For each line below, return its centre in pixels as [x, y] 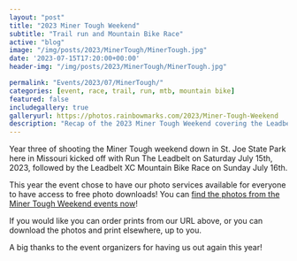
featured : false [39, 99]
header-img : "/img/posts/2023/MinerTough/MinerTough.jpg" [118, 67]
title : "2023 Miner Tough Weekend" [75, 26]
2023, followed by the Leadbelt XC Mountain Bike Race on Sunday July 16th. [148, 168]
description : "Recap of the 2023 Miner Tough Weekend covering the [136, 124]
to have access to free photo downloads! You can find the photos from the [145, 195]
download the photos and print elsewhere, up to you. [105, 230]
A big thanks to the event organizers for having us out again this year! [136, 248]
